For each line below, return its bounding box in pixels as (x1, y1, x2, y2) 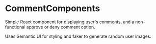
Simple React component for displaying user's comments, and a (5, 19, 134, 25)
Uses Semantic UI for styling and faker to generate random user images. (5, 33, 152, 39)
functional (5, 24, 26, 29)
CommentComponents (5, 3, 100, 14)
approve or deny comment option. (26, 24, 96, 29)
